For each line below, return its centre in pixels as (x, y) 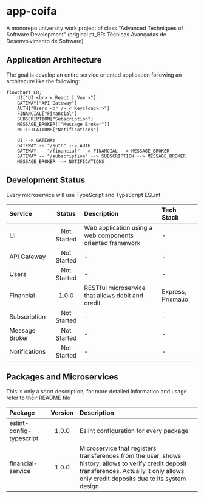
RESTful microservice (115, 288)
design (89, 486)
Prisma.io (175, 299)
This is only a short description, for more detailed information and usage (97, 392)
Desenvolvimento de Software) (45, 41)
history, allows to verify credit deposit (133, 463)
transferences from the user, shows (131, 456)
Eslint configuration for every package (134, 431)
